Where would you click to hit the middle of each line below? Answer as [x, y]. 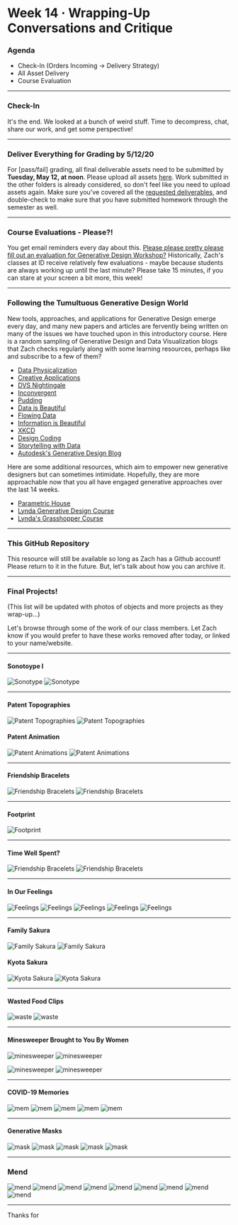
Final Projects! [33, 591]
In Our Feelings [30, 892]
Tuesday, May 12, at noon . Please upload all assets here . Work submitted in [118, 177]
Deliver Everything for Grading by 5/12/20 [81, 154]
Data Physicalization [47, 370]
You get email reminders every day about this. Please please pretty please [116, 248]
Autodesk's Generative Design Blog [69, 453]
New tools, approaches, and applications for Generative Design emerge [112, 318]
